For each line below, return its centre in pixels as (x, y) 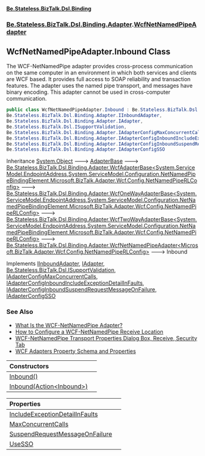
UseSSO (21, 444)
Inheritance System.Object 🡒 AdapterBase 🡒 (73, 161)
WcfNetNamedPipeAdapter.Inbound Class (88, 52)
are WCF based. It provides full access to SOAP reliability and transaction (99, 79)
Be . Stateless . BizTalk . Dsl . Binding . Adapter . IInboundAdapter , (85, 116)
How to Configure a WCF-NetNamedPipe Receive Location (89, 332)
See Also (20, 312)
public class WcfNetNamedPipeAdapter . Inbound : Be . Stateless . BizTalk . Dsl (102, 110)
